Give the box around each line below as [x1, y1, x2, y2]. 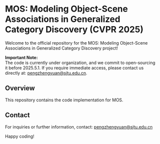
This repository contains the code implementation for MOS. [5, 97, 124, 103]
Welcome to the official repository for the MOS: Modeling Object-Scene [5, 40, 148, 46]
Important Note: [5, 54, 38, 60]
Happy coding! [5, 133, 35, 139]
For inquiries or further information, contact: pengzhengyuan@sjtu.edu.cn [5, 124, 153, 129]
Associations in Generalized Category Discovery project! [5, 45, 118, 51]
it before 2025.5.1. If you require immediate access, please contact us [5, 64, 144, 71]
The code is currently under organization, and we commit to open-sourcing [5, 60, 156, 65]
